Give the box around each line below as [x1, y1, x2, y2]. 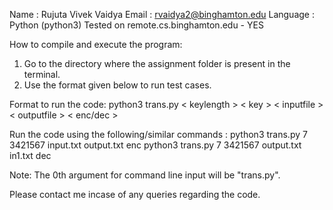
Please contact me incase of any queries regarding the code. [9, 189, 261, 200]
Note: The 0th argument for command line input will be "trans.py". [9, 169, 281, 181]
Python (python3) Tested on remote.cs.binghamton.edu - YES [9, 19, 264, 31]
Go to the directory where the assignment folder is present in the [23, 58, 291, 69]
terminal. [23, 69, 61, 80]
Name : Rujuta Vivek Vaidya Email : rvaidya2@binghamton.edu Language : [9, 9, 315, 20]
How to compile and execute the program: [9, 39, 183, 50]
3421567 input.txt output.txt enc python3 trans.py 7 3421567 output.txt [9, 139, 302, 151]
